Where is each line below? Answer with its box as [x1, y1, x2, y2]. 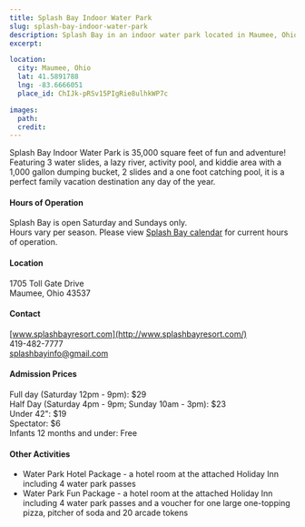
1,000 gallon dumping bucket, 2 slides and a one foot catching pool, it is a [9, 167, 285, 177]
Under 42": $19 [9, 409, 67, 420]
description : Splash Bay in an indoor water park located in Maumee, [9, 30, 279, 39]
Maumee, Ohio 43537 [9, 288, 91, 299]
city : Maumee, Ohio [17, 64, 92, 73]
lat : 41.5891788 [17, 72, 79, 82]
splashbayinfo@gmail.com [9, 348, 109, 359]
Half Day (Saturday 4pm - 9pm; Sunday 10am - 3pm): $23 [9, 399, 227, 410]
